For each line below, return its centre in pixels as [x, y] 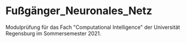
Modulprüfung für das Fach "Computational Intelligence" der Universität [93, 27]
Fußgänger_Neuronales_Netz [79, 11]
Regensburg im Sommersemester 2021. [53, 33]
